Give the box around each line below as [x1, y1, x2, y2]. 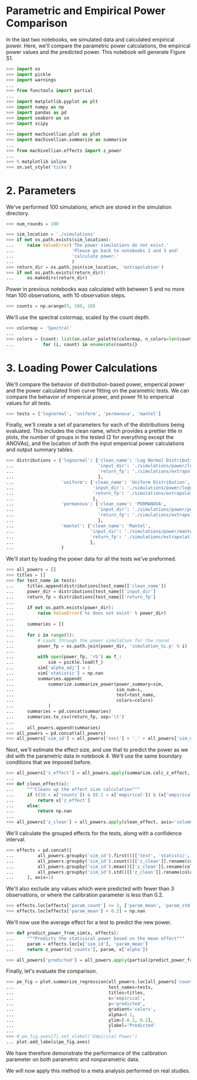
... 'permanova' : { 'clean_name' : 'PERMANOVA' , [6, 501, 167, 507]
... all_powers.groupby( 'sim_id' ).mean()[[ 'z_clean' [6, 864, 159, 870]
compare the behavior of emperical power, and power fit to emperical [6, 393, 174, 400]
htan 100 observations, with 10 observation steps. [6, 292, 126, 299]
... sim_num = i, [6, 687, 143, 692]
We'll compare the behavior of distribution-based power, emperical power [6, 381, 185, 388]
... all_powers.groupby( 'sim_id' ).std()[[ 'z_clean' [6, 869, 157, 875]
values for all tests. [6, 399, 52, 406]
